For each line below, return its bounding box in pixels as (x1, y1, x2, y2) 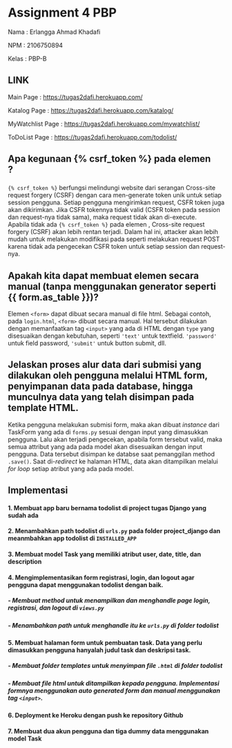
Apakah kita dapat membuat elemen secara (8, 269, 200, 281)
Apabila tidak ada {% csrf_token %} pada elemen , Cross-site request (8, 220, 205, 229)
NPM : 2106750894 (8, 41, 64, 49)
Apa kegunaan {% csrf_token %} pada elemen (8, 153, 211, 165)
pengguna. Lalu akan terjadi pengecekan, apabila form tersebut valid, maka (8, 435, 223, 443)
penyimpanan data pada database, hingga (8, 381, 193, 392)
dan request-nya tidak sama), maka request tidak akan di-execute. (8, 213, 197, 222)
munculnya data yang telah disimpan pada (8, 392, 195, 403)
